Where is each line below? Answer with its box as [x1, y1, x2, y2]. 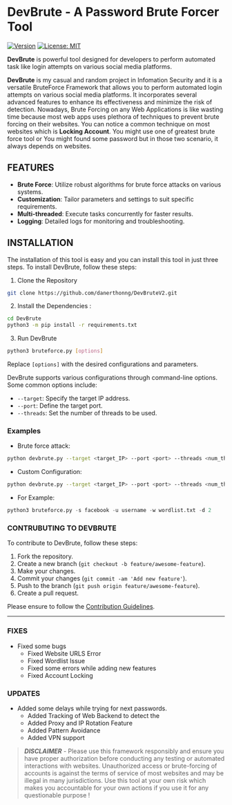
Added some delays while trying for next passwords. [17, 704, 168, 712]
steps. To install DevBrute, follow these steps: [7, 263, 137, 271]
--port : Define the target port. [17, 401, 103, 410]
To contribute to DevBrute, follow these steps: [7, 539, 138, 547]
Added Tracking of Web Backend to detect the [27, 711, 160, 719]
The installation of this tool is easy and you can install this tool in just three [7, 255, 219, 263]
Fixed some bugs [17, 642, 67, 650]
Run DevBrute [17, 334, 57, 343]
